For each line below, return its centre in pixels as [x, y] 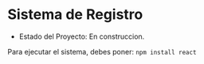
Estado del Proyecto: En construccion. [82, 36]
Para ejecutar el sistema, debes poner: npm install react [102, 51]
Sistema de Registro [75, 15]
